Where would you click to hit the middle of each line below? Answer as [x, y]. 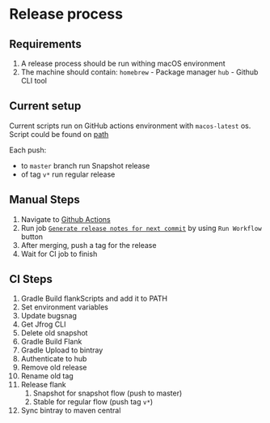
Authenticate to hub [54, 359]
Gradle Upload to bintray [62, 350]
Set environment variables [64, 307]
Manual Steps [44, 200]
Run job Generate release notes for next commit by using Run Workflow [141, 228]
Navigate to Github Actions [66, 219]
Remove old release [54, 367]
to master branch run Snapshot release [85, 165]
